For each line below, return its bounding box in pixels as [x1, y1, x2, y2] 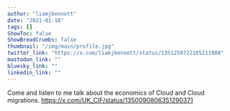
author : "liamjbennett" [7, 10, 77, 18]
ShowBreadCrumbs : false [7, 37, 77, 44]
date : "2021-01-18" [7, 17, 65, 24]
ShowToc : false [7, 30, 52, 37]
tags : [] [7, 23, 33, 30]
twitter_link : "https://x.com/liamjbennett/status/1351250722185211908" [7, 50, 224, 57]
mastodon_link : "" [7, 56, 61, 63]
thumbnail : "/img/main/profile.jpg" [7, 43, 114, 50]
